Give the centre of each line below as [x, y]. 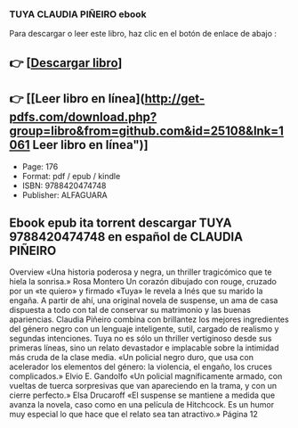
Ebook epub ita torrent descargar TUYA [121, 222]
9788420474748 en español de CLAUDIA [126, 237]
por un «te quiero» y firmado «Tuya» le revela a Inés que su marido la [136, 291]
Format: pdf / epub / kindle [71, 176]
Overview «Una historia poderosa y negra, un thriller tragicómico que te [141, 272]
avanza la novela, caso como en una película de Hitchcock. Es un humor [142, 405]
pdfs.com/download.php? [83, 117]
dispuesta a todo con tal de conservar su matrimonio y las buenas [130, 310]
